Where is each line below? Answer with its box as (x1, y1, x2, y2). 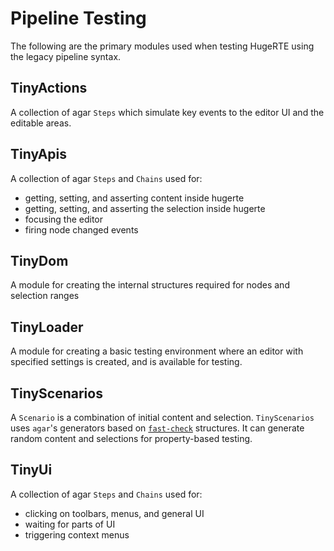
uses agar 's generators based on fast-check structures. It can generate (10, 422, 305, 434)
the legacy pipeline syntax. (10, 50, 122, 62)
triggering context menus (24, 528, 130, 541)
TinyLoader (10, 318, 84, 336)
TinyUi (10, 462, 53, 479)
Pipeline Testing (10, 7, 147, 30)
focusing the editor (24, 213, 104, 225)
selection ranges (10, 290, 80, 302)
